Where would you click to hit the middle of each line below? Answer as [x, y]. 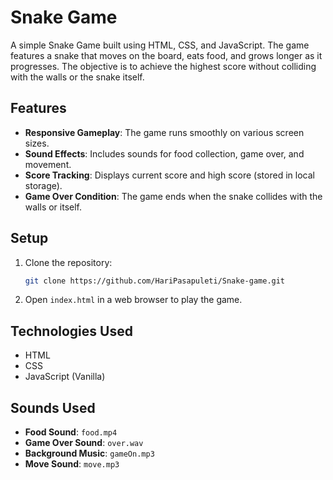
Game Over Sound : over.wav [84, 443]
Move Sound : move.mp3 [72, 464]
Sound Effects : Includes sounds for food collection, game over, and [164, 153]
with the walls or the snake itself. [77, 77]
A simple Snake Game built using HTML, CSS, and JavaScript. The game [160, 45]
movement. [48, 164]
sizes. [37, 143]
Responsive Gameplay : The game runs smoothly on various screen [164, 132]
